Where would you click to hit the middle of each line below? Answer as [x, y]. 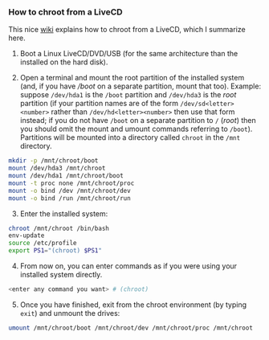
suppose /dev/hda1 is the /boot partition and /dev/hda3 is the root [128, 95]
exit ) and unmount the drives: [70, 313]
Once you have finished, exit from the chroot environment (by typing [133, 305]
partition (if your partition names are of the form [99, 104]
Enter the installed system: [64, 213]
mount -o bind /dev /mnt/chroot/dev [69, 190]
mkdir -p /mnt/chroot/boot [53, 161]
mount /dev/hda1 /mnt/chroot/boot [66, 176]
